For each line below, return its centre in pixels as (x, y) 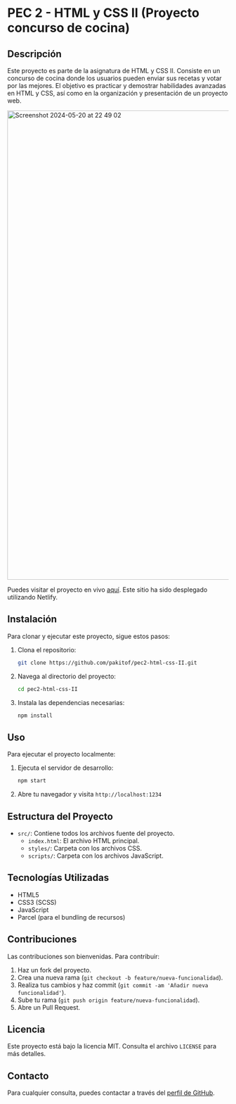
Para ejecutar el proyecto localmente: (61, 754)
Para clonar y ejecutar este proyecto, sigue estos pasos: (89, 636)
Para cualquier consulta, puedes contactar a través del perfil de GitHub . (111, 1093)
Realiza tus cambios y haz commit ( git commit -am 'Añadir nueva (113, 985)
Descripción (34, 54)
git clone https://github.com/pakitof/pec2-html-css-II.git (107, 663)
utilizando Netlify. (33, 597)
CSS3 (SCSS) (37, 902)
